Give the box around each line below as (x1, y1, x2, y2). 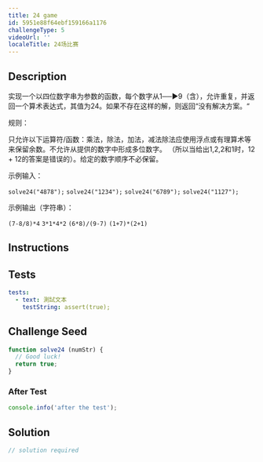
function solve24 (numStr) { (8, 346, 104, 354)
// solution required (8, 446, 79, 455)
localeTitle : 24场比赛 (8, 41, 79, 49)
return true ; (15, 360, 58, 369)
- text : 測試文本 (15, 296, 68, 304)
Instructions (8, 241, 69, 255)
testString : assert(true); (22, 303, 111, 311)
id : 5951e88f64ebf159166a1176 (8, 19, 108, 27)
